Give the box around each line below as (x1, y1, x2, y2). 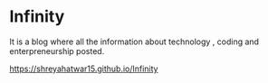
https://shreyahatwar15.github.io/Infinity (9, 63, 158, 74)
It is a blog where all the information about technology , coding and (9, 36, 260, 47)
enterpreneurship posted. (9, 45, 105, 56)
